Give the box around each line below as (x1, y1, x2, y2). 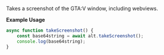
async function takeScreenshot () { (6, 27, 94, 33)
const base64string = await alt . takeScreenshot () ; (17, 33, 144, 39)
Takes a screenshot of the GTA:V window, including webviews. (6, 5, 158, 12)
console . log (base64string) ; (17, 38, 86, 44)
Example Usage (6, 16, 45, 23)
